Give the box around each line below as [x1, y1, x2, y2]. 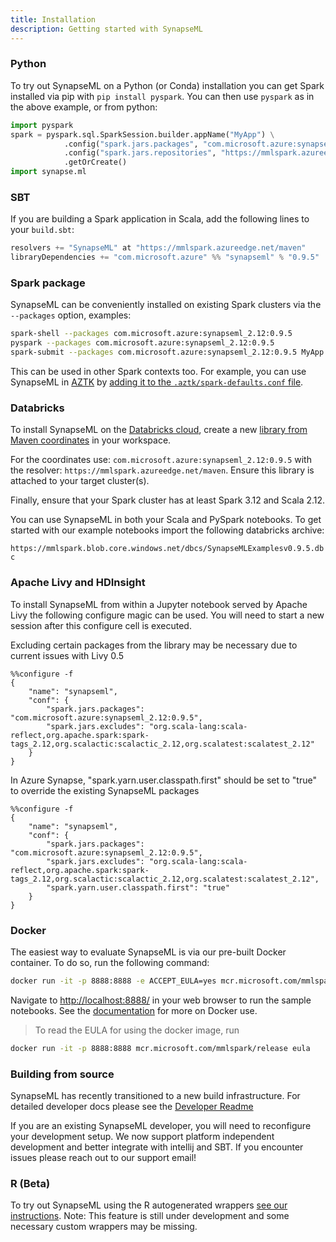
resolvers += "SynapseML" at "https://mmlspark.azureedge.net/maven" [10, 243, 307, 253]
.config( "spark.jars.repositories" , [63, 148, 217, 158]
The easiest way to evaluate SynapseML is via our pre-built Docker [10, 946, 287, 958]
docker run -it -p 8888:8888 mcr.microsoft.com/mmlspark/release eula [10, 1043, 311, 1053]
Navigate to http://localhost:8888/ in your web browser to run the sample [10, 994, 312, 1006]
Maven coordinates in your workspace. [10, 434, 172, 446]
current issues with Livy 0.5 [10, 649, 124, 661]
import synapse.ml [10, 167, 87, 177]
